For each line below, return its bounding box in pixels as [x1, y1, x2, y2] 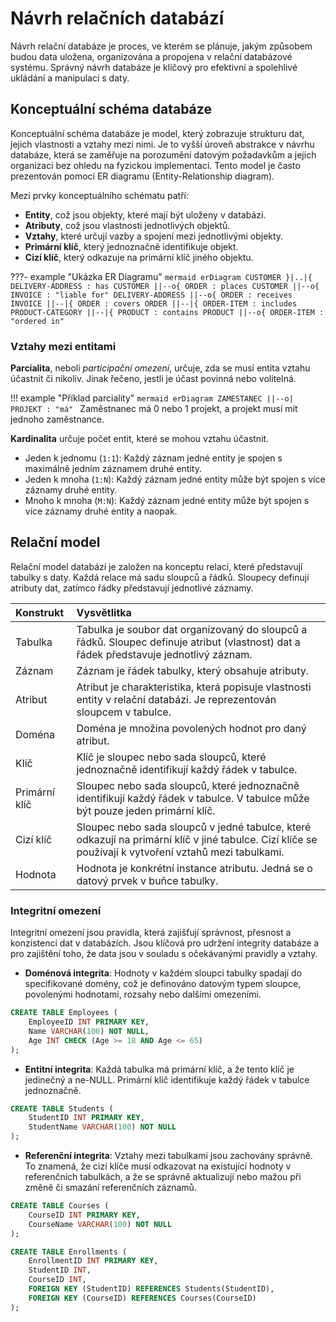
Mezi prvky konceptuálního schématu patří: [10, 189, 190, 201]
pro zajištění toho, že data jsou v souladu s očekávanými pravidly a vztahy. [10, 948, 318, 960]
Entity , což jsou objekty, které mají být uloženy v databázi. [24, 208, 267, 221]
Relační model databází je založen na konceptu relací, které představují [10, 560, 303, 572]
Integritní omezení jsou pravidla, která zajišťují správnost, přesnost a [10, 927, 292, 939]
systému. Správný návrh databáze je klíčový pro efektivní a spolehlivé [10, 61, 298, 73]
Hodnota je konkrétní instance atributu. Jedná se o [76, 861, 313, 875]
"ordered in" [10, 316, 65, 326]
